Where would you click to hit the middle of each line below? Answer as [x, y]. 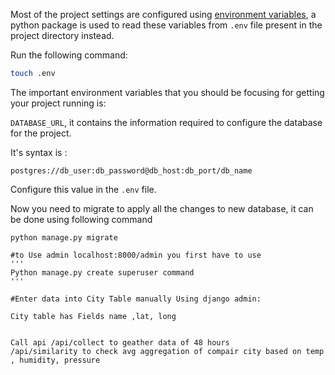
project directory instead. [62, 35]
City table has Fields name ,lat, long [93, 316]
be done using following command [81, 219]
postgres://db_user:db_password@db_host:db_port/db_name [131, 170]
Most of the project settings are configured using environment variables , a [163, 14]
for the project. [41, 133]
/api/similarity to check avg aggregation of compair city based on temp [167, 351]
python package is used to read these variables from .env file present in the [166, 25]
